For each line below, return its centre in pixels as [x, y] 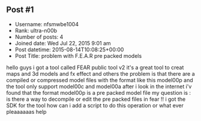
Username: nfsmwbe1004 [47, 24]
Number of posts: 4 [39, 37]
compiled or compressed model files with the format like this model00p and [100, 80]
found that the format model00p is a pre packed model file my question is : [98, 92]
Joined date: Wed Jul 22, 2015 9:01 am [63, 43]
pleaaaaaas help [26, 111]
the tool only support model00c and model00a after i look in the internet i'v [99, 86]
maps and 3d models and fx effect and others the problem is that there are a [100, 73]
